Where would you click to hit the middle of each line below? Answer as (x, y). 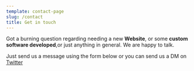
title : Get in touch (31, 22)
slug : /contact (25, 17)
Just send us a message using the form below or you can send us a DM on (96, 56)
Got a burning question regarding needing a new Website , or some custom (97, 39)
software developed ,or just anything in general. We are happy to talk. (90, 45)
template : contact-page (35, 11)
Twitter (15, 62)
